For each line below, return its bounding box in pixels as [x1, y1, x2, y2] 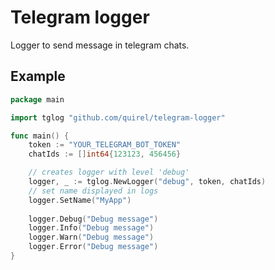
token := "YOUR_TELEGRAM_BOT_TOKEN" [28, 140, 182, 150]
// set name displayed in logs [28, 186, 159, 196]
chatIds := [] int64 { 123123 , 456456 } [28, 149, 182, 160]
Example [10, 68, 66, 85]
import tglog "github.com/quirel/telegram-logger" [10, 112, 226, 123]
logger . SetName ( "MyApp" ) [28, 195, 132, 205]
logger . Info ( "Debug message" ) [28, 223, 155, 233]
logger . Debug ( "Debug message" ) [28, 214, 159, 224]
